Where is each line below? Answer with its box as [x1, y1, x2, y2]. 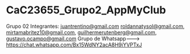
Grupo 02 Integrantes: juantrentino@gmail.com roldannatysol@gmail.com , [6, 23, 185, 30]
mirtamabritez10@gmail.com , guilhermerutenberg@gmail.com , [6, 28, 157, 35]
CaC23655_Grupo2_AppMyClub [6, 3, 167, 17]
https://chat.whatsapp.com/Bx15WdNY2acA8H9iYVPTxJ [6, 41, 142, 48]
